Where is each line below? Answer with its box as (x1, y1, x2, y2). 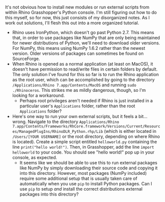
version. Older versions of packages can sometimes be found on (12, 50, 144, 56)
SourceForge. (12, 56, 40, 61)
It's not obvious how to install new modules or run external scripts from (5, 4, 150, 10)
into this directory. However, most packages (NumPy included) (19, 170, 147, 176)
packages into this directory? (19, 191, 79, 197)
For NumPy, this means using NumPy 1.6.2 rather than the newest (12, 45, 145, 51)
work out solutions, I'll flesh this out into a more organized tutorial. (5, 20, 139, 26)
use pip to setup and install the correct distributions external (19, 186, 143, 192)
